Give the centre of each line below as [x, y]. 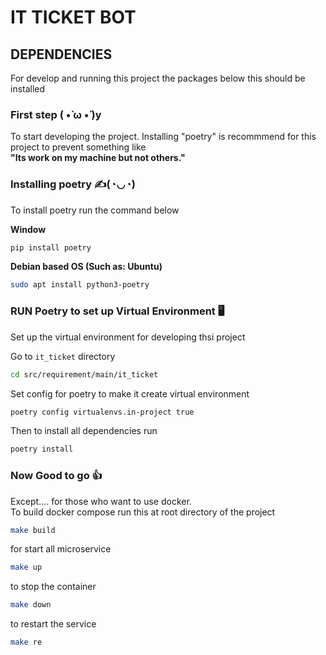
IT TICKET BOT [73, 17]
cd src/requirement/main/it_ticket [84, 374]
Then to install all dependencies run [84, 431]
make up [26, 567]
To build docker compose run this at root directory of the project [143, 512]
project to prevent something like [78, 147]
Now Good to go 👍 [56, 476]
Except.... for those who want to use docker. [101, 501]
